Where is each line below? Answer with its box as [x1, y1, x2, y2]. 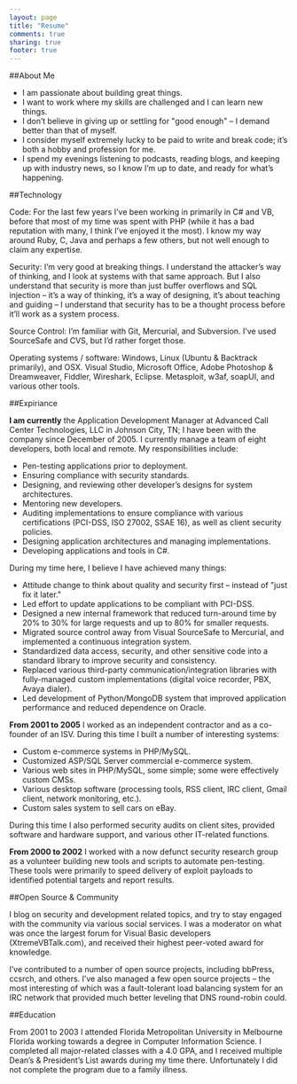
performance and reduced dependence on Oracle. [21, 703, 207, 713]
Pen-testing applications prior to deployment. [21, 460, 188, 471]
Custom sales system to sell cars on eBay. [21, 803, 176, 813]
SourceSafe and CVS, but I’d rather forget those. [9, 335, 186, 346]
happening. [21, 172, 64, 183]
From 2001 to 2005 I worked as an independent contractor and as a [9, 719, 258, 730]
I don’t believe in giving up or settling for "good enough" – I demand [21, 116, 270, 127]
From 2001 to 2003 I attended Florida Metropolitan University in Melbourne [9, 1026, 284, 1038]
